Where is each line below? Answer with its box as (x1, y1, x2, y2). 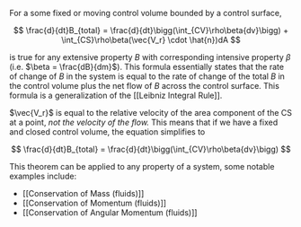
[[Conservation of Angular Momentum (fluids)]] (22, 207, 198, 218)
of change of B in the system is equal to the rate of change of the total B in (9, 71, 286, 82)
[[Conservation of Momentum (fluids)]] (22, 197, 167, 208)
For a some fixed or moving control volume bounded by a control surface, (9, 8, 282, 18)
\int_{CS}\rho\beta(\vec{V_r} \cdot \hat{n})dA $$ (61, 35, 241, 45)
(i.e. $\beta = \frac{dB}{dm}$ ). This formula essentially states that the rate (9, 62, 285, 72)
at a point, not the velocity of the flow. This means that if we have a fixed (9, 117, 279, 127)
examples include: (9, 170, 77, 181)
